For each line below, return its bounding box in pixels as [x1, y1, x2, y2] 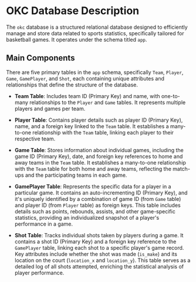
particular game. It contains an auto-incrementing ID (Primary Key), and [14, 189, 188, 196]
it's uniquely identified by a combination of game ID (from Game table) [14, 195, 181, 202]
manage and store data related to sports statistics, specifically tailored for [6, 29, 184, 36]
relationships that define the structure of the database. [6, 81, 138, 88]
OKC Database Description [6, 4, 140, 18]
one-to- [161, 92, 180, 99]
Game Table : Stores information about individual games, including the [14, 146, 184, 153]
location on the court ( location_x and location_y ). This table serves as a [14, 257, 191, 264]
